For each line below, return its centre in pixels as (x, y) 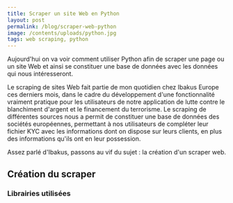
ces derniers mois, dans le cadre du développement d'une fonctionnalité (111, 95)
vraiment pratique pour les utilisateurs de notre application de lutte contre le (116, 102)
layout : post (26, 20)
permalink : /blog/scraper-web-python (62, 26)
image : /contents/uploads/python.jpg (62, 33)
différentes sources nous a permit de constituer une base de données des (113, 117)
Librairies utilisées (39, 193)
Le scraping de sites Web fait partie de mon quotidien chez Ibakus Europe (113, 87)
